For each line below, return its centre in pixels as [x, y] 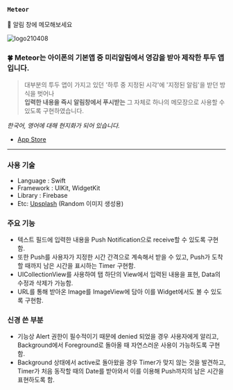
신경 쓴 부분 [25, 320]
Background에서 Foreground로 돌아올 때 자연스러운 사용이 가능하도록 [112, 345]
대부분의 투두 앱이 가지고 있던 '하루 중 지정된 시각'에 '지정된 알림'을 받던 [121, 85]
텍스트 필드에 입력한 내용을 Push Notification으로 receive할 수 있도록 [111, 240]
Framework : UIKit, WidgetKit [59, 188]
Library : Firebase [42, 195]
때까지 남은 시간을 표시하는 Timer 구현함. [80, 266]
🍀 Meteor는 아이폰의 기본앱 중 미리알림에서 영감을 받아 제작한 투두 [112, 58]
